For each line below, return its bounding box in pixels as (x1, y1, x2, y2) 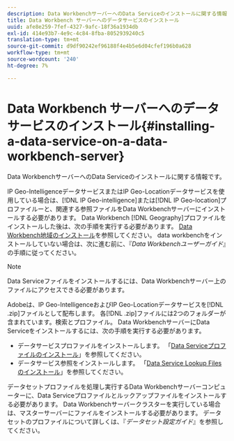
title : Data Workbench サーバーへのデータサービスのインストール (7, 17, 180, 24)
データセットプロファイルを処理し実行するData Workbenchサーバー (7, 382, 202, 391)
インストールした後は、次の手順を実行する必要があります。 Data (7, 222, 193, 231)
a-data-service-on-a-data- (7, 133, 169, 149)
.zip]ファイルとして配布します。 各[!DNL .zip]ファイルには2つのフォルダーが (7, 309, 226, 317)
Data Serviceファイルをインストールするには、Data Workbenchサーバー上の (7, 277, 226, 285)
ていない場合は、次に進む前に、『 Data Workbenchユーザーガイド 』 (37, 239, 226, 248)
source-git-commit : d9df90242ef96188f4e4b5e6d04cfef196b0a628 (7, 43, 192, 50)
